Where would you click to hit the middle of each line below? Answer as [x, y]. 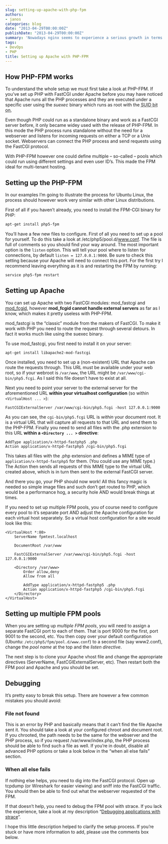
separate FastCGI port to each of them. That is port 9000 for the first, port [82, 631]
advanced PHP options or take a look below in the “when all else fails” [77, 751]
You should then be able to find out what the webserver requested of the [80, 791]
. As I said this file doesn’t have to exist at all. [80, 378]
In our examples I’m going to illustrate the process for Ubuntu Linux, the [79, 195]
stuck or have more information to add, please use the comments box [77, 832]
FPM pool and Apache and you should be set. [52, 667]
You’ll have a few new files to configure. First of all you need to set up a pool [84, 234]
